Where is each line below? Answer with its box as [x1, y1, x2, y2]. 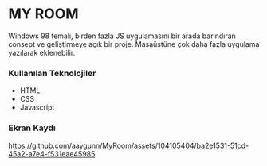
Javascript [19, 102, 55, 112]
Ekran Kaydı [8, 122, 56, 133]
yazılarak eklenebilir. [8, 48, 76, 57]
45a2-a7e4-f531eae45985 [8, 149, 96, 159]
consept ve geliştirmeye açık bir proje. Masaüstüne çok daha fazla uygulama [8, 39, 260, 48]
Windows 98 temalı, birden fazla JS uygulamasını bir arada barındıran [8, 31, 237, 41]
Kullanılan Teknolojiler [8, 68, 96, 79]
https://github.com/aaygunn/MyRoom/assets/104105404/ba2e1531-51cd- [8, 141, 249, 150]
